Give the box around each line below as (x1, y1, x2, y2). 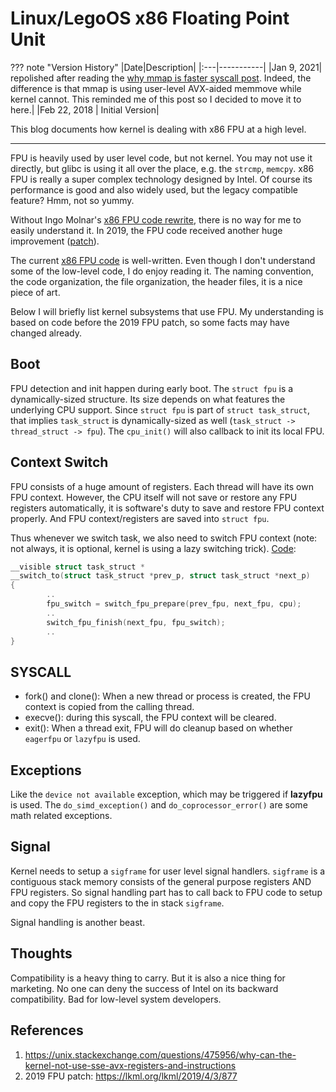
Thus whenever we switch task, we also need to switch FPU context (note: (10, 532, 318, 544)
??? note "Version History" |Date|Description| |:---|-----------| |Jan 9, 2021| (10, 61, 323, 73)
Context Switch (10, 454, 109, 471)
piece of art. (10, 286, 61, 298)
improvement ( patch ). (10, 235, 100, 247)
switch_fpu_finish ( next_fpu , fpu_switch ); (46, 617, 226, 627)
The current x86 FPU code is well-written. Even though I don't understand (10, 254, 316, 266)
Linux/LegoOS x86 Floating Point (10, 7, 290, 30)
